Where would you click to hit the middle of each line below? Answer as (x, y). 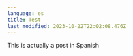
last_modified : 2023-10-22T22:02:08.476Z (67, 26)
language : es (26, 13)
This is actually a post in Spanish (53, 46)
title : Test (24, 20)
